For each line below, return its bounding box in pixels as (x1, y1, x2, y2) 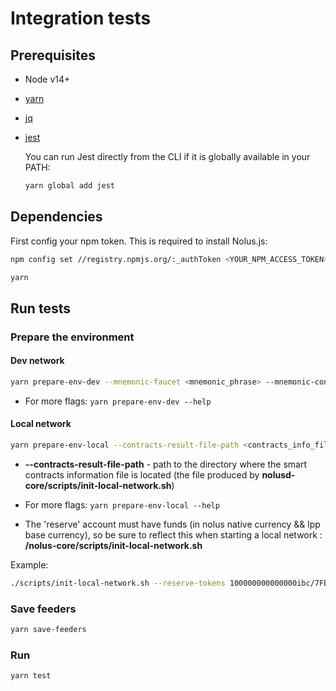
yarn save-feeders (10, 625, 87, 635)
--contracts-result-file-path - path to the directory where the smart (24, 458, 307, 470)
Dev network (10, 355, 65, 367)
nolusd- (261, 468, 296, 481)
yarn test (10, 671, 52, 681)
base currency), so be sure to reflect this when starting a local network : (24, 528, 323, 541)
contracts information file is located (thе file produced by (24, 468, 260, 481)
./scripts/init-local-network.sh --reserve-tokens (10, 578, 226, 588)
